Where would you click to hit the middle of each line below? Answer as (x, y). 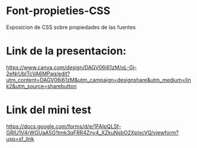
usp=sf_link (20, 139)
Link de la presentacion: (66, 51)
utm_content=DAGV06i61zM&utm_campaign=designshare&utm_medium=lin (98, 80)
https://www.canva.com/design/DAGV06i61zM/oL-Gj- (72, 67)
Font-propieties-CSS (58, 11)
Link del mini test (49, 110)
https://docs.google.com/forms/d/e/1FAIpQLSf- (64, 126)
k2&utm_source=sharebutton (41, 86)
